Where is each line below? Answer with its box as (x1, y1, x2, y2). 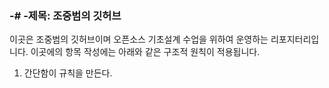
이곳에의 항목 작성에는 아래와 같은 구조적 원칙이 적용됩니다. (30, 46, 261, 58)
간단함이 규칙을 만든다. (23, 67, 113, 79)
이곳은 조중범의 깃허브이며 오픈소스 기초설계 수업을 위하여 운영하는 (9, 33, 269, 46)
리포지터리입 (270, 33, 320, 46)
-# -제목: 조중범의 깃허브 (9, 8, 122, 22)
